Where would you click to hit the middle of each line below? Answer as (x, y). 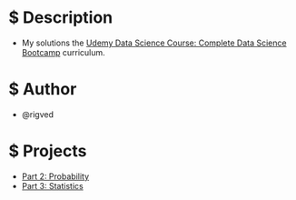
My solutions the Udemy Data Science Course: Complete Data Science (154, 43)
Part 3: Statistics (52, 185)
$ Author (43, 90)
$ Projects (48, 151)
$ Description (61, 18)
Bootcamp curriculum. (63, 52)
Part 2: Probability (55, 176)
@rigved (38, 114)
